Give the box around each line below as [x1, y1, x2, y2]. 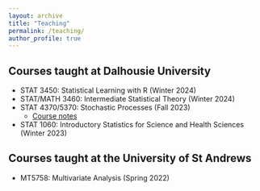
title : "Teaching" [8, 19, 70, 27]
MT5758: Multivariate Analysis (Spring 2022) [19, 172, 170, 182]
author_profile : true [8, 34, 82, 43]
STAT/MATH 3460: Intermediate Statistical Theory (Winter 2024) [19, 94, 236, 104]
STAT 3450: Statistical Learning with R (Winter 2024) [19, 85, 196, 95]
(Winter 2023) [19, 128, 67, 138]
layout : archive [8, 11, 63, 20]
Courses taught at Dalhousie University [8, 64, 212, 77]
